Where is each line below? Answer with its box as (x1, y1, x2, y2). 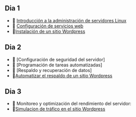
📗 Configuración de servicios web (12, 23, 84, 29)
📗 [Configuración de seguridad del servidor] (12, 56, 105, 62)
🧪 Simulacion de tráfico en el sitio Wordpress (12, 106, 105, 112)
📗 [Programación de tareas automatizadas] (12, 62, 102, 68)
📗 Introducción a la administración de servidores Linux (12, 17, 127, 23)
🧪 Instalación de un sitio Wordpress (12, 28, 86, 34)
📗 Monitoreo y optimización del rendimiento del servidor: (12, 101, 131, 107)
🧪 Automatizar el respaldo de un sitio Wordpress (12, 72, 113, 79)
